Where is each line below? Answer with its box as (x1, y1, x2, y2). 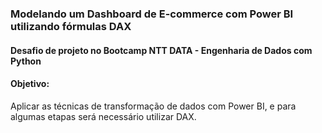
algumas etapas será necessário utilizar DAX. (10, 110, 197, 122)
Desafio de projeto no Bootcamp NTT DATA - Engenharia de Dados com (10, 44, 313, 56)
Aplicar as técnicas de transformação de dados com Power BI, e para (10, 100, 297, 112)
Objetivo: (10, 78, 50, 90)
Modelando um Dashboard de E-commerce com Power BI (10, 7, 294, 21)
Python (10, 55, 42, 67)
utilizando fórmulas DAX (10, 19, 132, 33)
